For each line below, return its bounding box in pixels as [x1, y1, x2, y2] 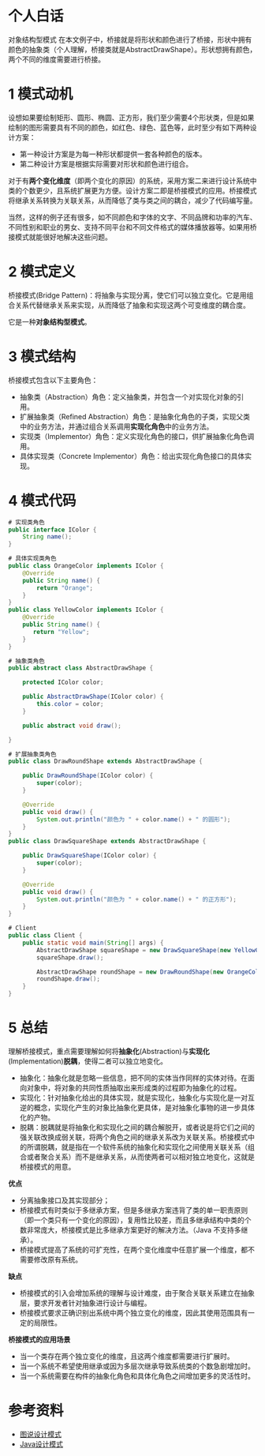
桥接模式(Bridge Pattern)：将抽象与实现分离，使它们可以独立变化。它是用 [8, 290, 247, 300]
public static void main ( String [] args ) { [22, 939, 164, 947]
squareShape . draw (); [36, 953, 104, 962]
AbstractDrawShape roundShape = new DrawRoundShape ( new [36, 968, 224, 976]
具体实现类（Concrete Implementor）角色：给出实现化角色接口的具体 [19, 451, 245, 460]
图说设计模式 [19, 1429, 62, 1439]
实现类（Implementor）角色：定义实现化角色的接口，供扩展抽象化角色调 [19, 431, 255, 441]
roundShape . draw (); [36, 975, 101, 983]
